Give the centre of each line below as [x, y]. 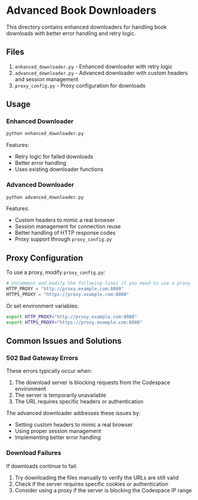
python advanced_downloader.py [45, 197]
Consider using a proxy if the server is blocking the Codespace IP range [103, 490]
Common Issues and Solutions [64, 341]
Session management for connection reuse [68, 226]
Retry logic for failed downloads [54, 157]
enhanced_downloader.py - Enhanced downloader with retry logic [94, 66]
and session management [47, 79]
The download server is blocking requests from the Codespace [92, 382]
